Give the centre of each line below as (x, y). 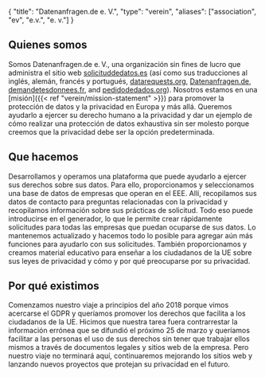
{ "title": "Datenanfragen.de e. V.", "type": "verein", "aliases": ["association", (132, 12)
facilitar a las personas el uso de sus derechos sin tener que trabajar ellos (129, 339)
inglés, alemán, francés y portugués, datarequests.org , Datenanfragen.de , (130, 81)
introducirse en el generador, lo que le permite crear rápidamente (115, 218)
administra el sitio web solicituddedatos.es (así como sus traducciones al (128, 73)
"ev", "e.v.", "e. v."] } (41, 20)
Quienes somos (48, 45)
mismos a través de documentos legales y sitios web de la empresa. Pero (129, 348)
